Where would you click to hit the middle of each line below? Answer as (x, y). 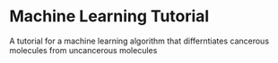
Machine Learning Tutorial (109, 16)
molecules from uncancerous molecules (83, 50)
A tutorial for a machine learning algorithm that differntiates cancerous (139, 41)
